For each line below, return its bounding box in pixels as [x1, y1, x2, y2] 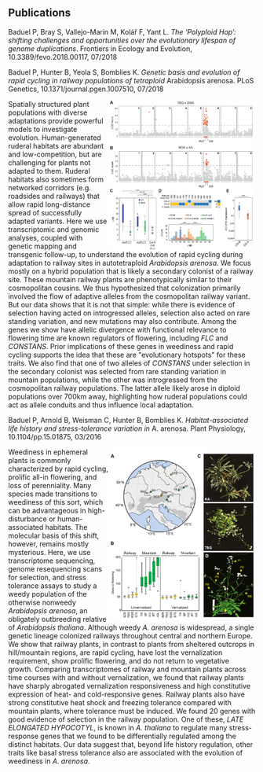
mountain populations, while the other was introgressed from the [8, 375, 217, 384]
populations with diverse [8, 108, 88, 117]
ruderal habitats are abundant [8, 141, 104, 150]
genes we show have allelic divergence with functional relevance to [8, 325, 227, 334]
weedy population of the [8, 589, 88, 598]
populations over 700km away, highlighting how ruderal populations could [8, 392, 247, 401]
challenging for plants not [8, 157, 91, 167]
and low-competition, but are [8, 149, 102, 159]
